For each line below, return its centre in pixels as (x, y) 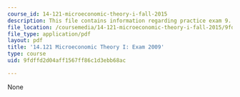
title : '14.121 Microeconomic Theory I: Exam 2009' (86, 47)
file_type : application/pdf (49, 34)
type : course (27, 54)
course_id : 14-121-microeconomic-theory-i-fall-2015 (87, 14)
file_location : (30, 27)
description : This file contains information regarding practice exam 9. (120, 21)
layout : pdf (25, 41)
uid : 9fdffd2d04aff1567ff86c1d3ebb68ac (67, 61)
